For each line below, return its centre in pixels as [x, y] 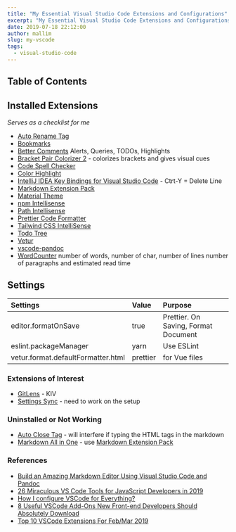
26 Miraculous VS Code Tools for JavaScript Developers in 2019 [110, 490]
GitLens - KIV [37, 394]
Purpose [177, 305]
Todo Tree [32, 234]
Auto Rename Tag [43, 136]
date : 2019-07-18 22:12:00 [47, 27]
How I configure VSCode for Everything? [76, 498]
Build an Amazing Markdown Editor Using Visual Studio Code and [112, 476]
